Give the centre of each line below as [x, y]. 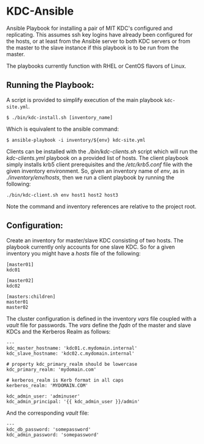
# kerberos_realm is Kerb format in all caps [65, 380]
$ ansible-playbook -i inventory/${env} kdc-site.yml [76, 140]
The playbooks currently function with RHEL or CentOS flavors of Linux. [97, 66]
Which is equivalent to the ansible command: [63, 129]
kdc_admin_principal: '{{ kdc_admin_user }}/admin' [73, 401]
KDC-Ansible [40, 11]
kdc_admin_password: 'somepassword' [53, 435]
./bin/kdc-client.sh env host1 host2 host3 [62, 195]
